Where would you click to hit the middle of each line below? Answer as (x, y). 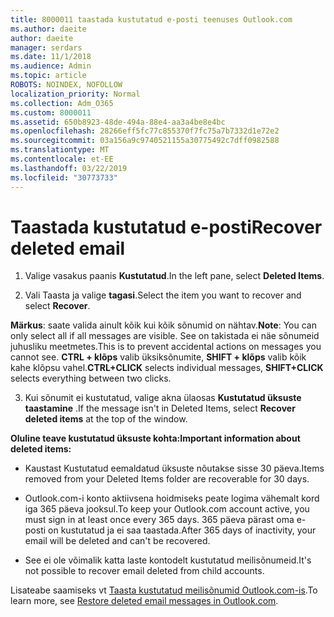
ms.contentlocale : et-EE (62, 159)
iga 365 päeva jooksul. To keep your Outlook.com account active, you (167, 509)
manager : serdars (46, 47)
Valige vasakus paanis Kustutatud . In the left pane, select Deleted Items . (174, 276)
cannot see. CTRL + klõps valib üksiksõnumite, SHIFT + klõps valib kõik (158, 357)
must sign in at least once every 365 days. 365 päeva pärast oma (159, 520)
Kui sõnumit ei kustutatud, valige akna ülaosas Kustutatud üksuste (163, 398)
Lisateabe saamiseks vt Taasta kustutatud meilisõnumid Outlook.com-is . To (164, 590)
